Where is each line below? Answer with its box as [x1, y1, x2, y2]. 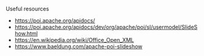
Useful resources [6, 5, 50, 12]
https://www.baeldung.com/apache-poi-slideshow [14, 43, 143, 50]
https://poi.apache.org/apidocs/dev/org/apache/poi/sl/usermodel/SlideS [14, 24, 198, 30]
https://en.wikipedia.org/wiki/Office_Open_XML [14, 37, 134, 43]
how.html [14, 30, 38, 37]
